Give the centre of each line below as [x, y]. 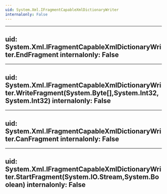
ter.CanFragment [32, 139]
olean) [15, 185]
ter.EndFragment [32, 54]
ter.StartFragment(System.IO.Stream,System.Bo [82, 177]
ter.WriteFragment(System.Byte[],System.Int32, [82, 93]
